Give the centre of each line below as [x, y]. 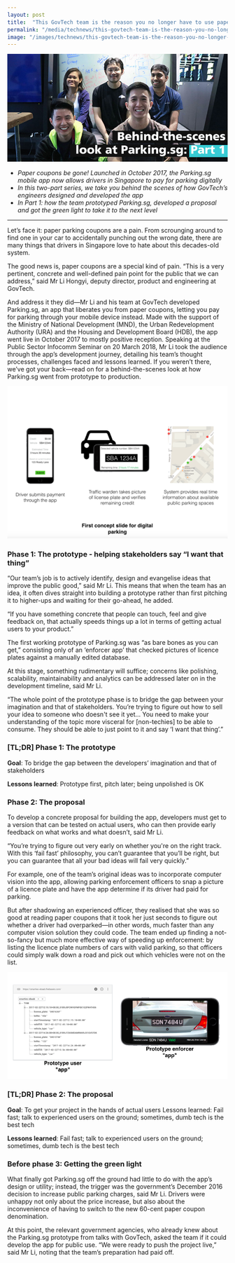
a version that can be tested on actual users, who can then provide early [112, 824]
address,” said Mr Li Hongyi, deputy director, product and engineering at [112, 281]
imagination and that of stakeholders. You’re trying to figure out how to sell [115, 707]
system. [19, 252]
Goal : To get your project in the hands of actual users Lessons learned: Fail [115, 1110]
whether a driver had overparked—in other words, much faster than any [111, 924]
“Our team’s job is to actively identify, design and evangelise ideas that [109, 578]
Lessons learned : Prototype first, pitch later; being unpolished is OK [106, 784]
